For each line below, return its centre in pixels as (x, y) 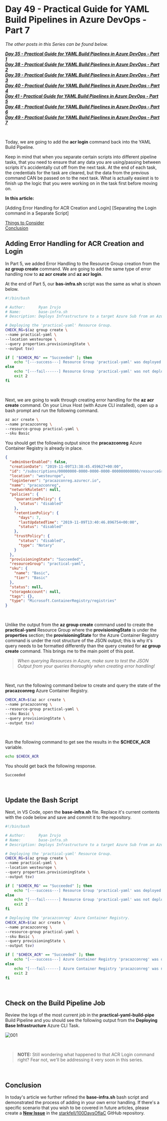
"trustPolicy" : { (32, 536)
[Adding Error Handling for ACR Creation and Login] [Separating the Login (81, 208)
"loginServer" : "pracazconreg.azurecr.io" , (55, 481)
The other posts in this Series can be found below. (57, 44)
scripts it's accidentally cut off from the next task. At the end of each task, (81, 167)
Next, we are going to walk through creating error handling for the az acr (80, 400)
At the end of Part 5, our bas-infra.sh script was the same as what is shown (83, 284)
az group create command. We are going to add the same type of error (78, 269)
